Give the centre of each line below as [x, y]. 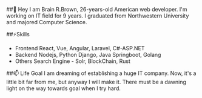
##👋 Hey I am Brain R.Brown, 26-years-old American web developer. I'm [97, 9]
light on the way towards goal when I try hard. [64, 88]
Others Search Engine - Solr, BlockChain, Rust [72, 61]
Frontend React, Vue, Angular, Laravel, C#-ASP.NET [80, 48]
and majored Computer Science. [47, 22]
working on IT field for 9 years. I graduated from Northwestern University [98, 16]
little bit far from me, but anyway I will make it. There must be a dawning [96, 82]
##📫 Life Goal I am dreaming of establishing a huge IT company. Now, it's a [101, 73]
